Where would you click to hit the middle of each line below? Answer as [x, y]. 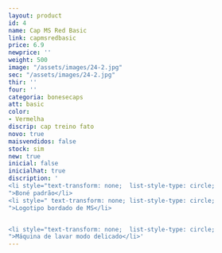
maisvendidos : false [43, 141]
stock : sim [26, 149]
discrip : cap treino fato [51, 127]
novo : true [26, 134]
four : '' [23, 90]
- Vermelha [26, 119]
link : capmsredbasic [43, 38]
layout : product [35, 16]
